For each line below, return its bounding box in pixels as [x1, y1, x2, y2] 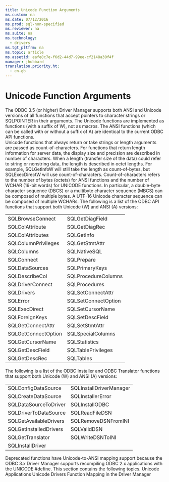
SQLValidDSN [70, 425, 103, 432]
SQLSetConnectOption [67, 297, 121, 304]
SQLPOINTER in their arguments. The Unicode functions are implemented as [5, 117, 164, 124]
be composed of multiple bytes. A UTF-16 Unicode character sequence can [5, 193, 162, 199]
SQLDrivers [8, 289, 35, 296]
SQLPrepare [67, 256, 96, 263]
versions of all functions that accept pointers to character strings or [5, 112, 146, 118]
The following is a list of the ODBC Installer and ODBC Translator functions [5, 368, 160, 374]
